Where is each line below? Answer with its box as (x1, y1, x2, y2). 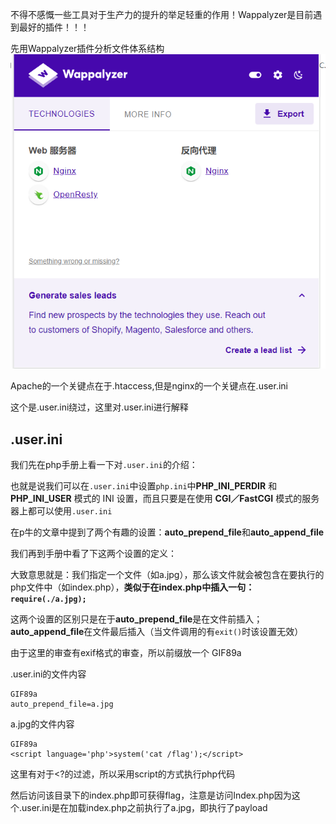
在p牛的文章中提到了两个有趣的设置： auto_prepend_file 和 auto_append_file (10, 526, 325, 538)
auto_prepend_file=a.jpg (10, 699, 114, 710)
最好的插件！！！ (18, 21, 90, 33)
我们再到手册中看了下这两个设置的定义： (10, 548, 177, 560)
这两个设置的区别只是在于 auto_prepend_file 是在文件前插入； (10, 613, 263, 625)
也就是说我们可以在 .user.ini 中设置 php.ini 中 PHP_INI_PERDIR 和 (10, 480, 278, 492)
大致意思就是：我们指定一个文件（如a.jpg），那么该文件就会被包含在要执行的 (10, 569, 325, 581)
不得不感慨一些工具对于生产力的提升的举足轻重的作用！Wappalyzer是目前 (10, 9, 314, 20)
